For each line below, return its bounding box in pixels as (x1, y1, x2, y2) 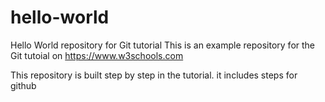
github (10, 79, 37, 91)
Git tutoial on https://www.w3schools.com (10, 49, 184, 61)
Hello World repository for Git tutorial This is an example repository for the (10, 39, 316, 51)
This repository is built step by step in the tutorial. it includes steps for (10, 69, 298, 81)
